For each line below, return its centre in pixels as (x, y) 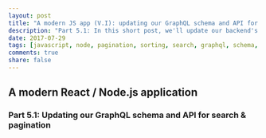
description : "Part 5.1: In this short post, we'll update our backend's (133, 30)
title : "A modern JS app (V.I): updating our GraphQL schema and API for (133, 23)
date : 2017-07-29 (37, 38)
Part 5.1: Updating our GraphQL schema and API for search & (127, 115)
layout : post (30, 16)
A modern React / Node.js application (103, 93)
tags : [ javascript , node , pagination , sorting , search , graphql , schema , (133, 45)
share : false (30, 61)
